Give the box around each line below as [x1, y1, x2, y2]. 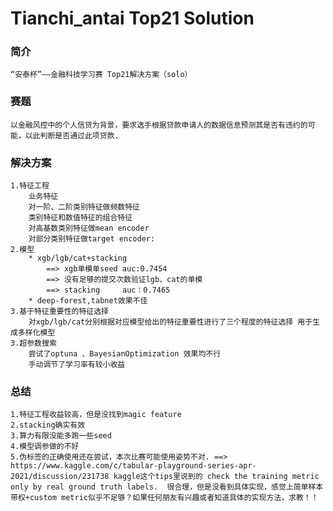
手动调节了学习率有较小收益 [28, 360, 126, 370]
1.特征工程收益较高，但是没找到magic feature [10, 410, 182, 420]
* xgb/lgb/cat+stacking [28, 253, 128, 264]
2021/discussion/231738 [10, 472, 110, 482]
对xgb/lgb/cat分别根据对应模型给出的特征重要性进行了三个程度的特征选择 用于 [28, 317, 313, 327]
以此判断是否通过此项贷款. [24, 130, 120, 141]
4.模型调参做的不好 [10, 442, 80, 452]
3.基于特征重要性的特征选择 [10, 307, 110, 317]
